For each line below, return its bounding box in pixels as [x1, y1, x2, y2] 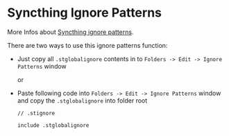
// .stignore [17, 110, 56, 117]
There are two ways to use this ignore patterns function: [7, 41, 168, 49]
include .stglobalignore [17, 121, 90, 129]
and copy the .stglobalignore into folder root [17, 96, 148, 105]
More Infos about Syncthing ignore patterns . [7, 28, 134, 36]
